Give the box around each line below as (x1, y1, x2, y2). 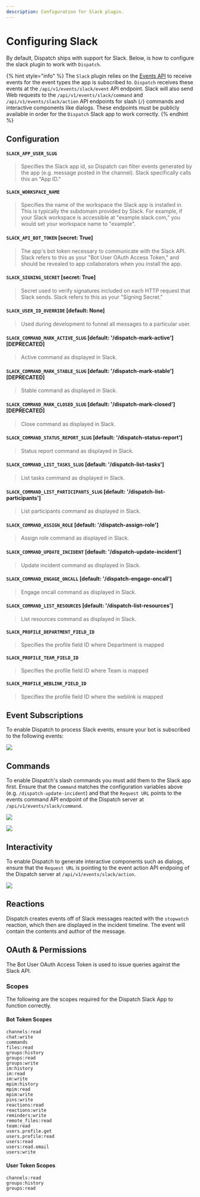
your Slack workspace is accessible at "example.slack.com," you (20, 214, 181, 221)
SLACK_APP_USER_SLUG (6, 151, 58, 157)
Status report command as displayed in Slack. (20, 447, 134, 454)
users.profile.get (6, 1128, 52, 1134)
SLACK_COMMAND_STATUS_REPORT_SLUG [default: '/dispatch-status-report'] (6, 434, 183, 441)
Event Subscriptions (6, 711, 84, 720)
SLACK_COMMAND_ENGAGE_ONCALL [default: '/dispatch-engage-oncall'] (6, 575, 172, 583)
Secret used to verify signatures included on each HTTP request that (20, 287, 190, 294)
